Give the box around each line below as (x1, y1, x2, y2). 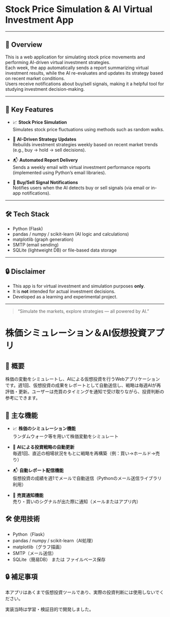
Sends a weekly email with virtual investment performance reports (12, 164, 151, 170)
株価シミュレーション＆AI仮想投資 (5, 328, 147, 339)
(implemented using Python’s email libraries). (12, 169, 106, 175)
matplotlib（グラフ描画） (12, 543, 65, 550)
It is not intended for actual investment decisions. (12, 288, 116, 294)
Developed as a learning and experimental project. (12, 294, 118, 300)
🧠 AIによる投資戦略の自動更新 (12, 444, 75, 450)
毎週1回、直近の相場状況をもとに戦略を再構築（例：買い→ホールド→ (12, 450, 155, 456)
